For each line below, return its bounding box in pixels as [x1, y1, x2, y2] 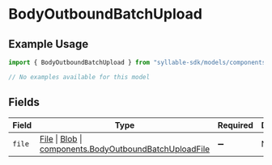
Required [217, 119, 253, 130]
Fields [8, 95, 40, 109]
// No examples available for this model [8, 73, 151, 81]
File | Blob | [39, 133, 83, 144]
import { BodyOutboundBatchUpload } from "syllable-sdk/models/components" [8, 58, 270, 66]
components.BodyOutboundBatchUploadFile [39, 143, 210, 154]
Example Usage [8, 37, 89, 51]
